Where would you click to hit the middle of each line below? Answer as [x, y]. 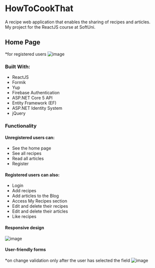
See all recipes [27, 153]
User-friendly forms [26, 250]
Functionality [21, 126]
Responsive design [25, 227]
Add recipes [24, 191]
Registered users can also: [32, 175]
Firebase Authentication [36, 93]
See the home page [32, 148]
